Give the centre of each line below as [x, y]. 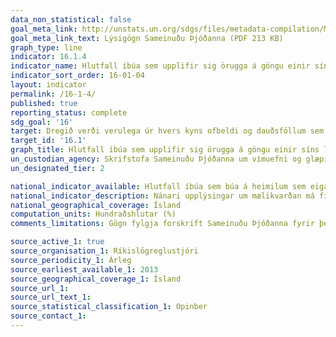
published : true [44, 103]
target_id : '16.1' [48, 141]
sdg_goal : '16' [42, 122]
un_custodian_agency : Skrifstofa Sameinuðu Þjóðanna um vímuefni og [156, 159]
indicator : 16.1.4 [48, 57]
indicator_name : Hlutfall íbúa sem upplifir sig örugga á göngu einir [160, 66]
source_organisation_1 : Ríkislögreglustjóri [104, 251]
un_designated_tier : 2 [57, 168]
